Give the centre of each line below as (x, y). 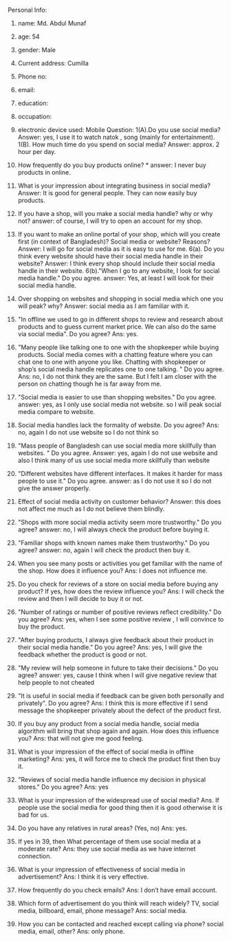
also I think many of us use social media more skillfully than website (114, 460)
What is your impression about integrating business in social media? (114, 186)
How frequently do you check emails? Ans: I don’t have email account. (117, 890)
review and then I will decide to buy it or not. (80, 599)
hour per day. (37, 152)
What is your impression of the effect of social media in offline (106, 752)
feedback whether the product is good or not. (82, 655)
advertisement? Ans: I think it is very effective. (83, 877)
